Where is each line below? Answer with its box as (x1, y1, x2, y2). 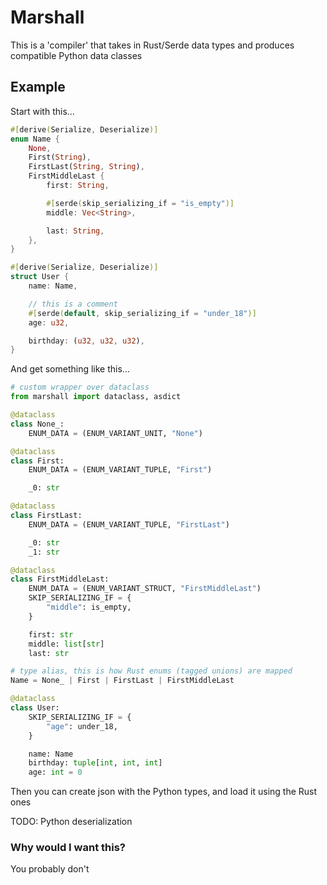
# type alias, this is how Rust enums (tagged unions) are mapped (10, 666, 293, 676)
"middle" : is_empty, (46, 602, 132, 612)
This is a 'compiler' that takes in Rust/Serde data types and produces (10, 39, 295, 51)
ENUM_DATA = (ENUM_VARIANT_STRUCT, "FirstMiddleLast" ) (28, 584, 262, 594)
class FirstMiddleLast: (10, 574, 110, 585)
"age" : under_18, (46, 721, 118, 731)
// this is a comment (28, 299, 118, 309)
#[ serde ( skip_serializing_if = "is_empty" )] (46, 198, 235, 208)
